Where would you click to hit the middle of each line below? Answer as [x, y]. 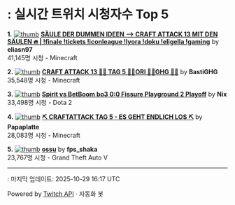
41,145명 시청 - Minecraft [43, 57]
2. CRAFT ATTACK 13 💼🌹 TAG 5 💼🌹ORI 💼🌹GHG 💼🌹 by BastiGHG [113, 71]
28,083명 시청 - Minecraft [44, 135]
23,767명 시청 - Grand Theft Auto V [58, 157]
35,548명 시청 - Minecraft [44, 80]
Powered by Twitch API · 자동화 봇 [55, 194]
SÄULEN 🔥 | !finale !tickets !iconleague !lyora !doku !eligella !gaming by [113, 41]
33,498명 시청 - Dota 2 [40, 102]
